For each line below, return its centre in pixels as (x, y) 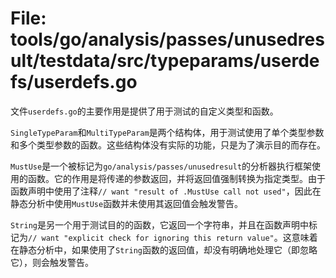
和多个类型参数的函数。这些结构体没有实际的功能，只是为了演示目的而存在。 (168, 144)
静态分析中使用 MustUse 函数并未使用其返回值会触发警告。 (127, 203)
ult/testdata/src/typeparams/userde (165, 61)
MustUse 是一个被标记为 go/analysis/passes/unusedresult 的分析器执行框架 (161, 166)
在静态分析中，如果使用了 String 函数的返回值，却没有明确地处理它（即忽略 (164, 249)
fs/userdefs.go (74, 82)
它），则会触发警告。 (52, 262)
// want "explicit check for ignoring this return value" (151, 238)
